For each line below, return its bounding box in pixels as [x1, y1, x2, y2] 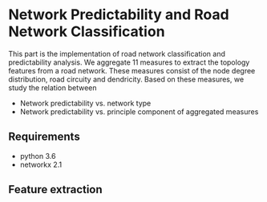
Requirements [8, 130, 80, 144]
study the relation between [8, 82, 97, 93]
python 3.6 [19, 151, 56, 160]
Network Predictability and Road [8, 6, 230, 24]
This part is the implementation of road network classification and [8, 49, 226, 58]
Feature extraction [8, 183, 103, 196]
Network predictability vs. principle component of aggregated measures [19, 106, 259, 117]
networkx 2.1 [19, 160, 63, 169]
